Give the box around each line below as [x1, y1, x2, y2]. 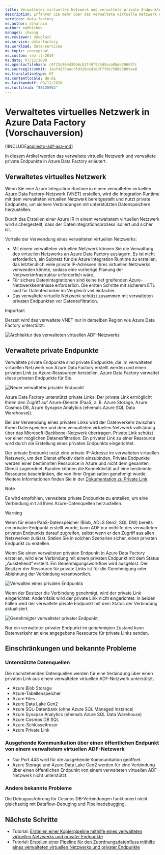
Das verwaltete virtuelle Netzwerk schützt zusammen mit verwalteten [12, 293, 153, 299]
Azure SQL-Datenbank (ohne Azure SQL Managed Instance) [12, 706, 134, 712]
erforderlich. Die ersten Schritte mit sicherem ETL [55, 282, 156, 288]
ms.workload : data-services [5, 44, 63, 49]
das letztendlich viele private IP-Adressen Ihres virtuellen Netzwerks [12, 262, 151, 268]
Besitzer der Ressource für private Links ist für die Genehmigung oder [5, 566, 147, 572]
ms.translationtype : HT [5, 71, 54, 76]
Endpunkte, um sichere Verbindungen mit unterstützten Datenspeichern [5, 202, 151, 207]
